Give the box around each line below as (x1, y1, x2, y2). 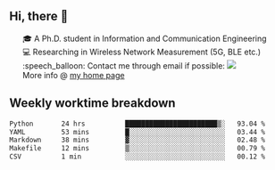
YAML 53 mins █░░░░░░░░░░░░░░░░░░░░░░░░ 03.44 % (9, 127, 266, 136)
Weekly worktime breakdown (9, 95, 176, 111)
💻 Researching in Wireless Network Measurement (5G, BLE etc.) (21, 46, 262, 57)
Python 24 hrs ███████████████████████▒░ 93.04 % (9, 119, 266, 128)
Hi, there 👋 (9, 9, 69, 24)
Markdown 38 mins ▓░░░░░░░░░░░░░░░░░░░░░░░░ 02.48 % (9, 135, 266, 145)
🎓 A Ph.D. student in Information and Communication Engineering (21, 33, 267, 44)
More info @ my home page (21, 69, 125, 80)
